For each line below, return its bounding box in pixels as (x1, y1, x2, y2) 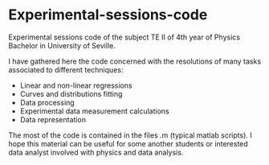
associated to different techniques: (8, 64, 124, 74)
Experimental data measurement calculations (19, 106, 170, 116)
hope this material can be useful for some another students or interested (8, 138, 249, 148)
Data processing (19, 97, 75, 107)
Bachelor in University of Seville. (8, 40, 116, 50)
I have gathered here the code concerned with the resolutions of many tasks (8, 56, 262, 66)
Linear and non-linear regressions (19, 80, 132, 90)
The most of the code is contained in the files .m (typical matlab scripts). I (8, 130, 252, 140)
